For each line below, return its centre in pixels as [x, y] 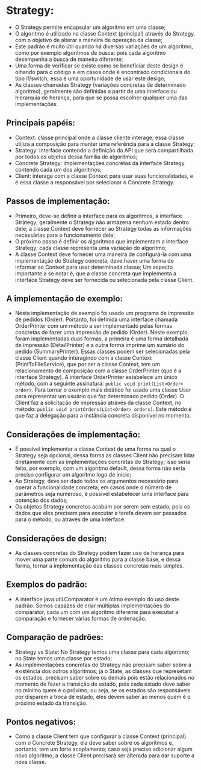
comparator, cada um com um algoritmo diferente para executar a [97, 612]
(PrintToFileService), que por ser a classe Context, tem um [88, 365]
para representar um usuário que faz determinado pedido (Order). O [100, 396]
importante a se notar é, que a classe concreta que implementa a [95, 273]
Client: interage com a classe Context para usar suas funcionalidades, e [104, 176]
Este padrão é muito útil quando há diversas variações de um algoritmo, [104, 46]
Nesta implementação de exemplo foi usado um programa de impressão [104, 313]
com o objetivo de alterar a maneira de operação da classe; [89, 40]
